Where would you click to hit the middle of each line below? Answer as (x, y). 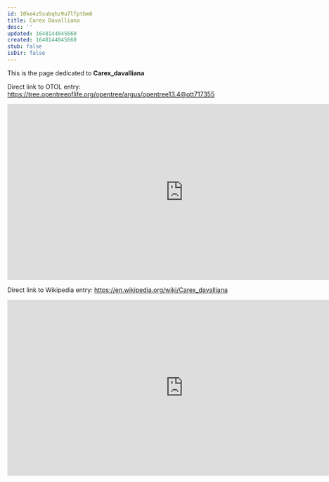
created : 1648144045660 (42, 40)
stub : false (25, 46)
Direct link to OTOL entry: (44, 87)
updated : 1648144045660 (42, 33)
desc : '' (20, 27)
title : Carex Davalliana (44, 20)
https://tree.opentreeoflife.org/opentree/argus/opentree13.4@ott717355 (111, 94)
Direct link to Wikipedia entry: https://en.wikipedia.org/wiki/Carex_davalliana (118, 290)
